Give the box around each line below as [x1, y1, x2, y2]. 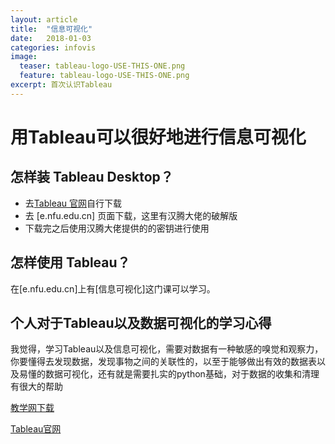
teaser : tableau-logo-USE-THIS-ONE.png [19, 61, 186, 71]
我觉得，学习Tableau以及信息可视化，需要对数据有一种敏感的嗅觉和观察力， [10, 343, 324, 355]
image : [10, 52, 38, 62]
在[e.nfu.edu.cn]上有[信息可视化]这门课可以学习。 [10, 282, 216, 295]
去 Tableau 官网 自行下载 [24, 197, 123, 209]
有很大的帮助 [10, 381, 63, 393]
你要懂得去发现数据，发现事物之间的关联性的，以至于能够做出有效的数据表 [10, 356, 317, 368]
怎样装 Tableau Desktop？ [10, 169, 174, 186]
